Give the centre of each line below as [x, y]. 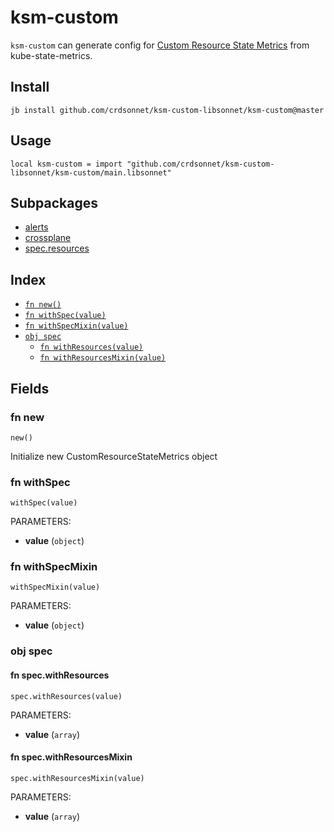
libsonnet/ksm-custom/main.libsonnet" [91, 172]
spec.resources [57, 248]
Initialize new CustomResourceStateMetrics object [114, 456]
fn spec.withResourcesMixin [71, 757]
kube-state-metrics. [51, 55]
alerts [36, 227]
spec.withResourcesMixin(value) [77, 778]
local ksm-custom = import [66, 164]
